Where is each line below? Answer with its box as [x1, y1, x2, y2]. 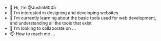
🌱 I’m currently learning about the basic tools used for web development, [9, 15, 157, 20]
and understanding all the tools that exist [9, 20, 92, 26]
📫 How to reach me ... [9, 31, 55, 37]
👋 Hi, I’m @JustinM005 [9, 5, 56, 10]
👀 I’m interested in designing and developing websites [9, 10, 119, 16]
